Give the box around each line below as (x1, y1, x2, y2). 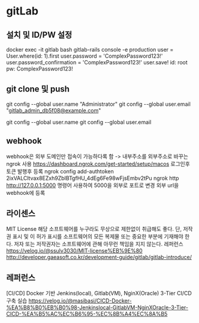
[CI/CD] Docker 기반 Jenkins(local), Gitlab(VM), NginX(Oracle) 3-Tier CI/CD (6, 290, 192, 297)
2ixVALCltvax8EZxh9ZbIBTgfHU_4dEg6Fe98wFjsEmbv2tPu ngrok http (6, 174, 179, 182)
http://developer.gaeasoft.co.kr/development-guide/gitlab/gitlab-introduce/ (6, 254, 192, 261)
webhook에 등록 (6, 189, 46, 196)
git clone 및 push (6, 84, 70, 94)
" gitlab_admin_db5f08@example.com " (6, 106, 101, 114)
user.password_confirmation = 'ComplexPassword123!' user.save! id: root (6, 59, 188, 66)
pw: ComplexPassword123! (6, 65, 73, 72)
